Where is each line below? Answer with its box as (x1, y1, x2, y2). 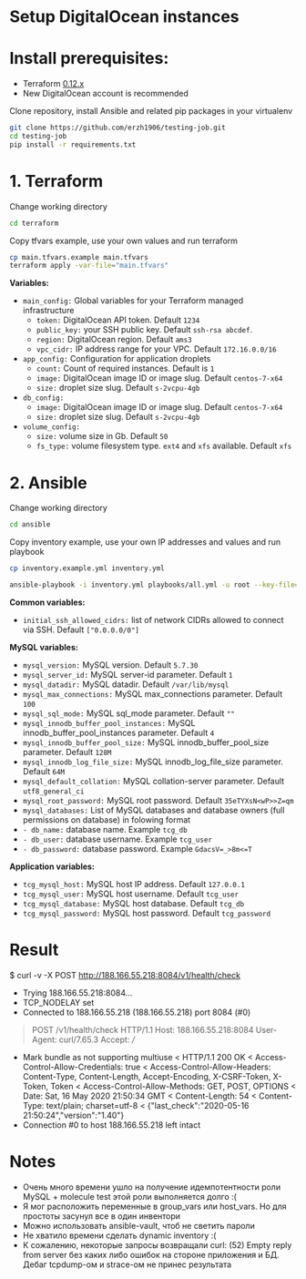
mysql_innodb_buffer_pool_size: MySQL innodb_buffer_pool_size (22, 736, 270, 748)
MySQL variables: (9, 641, 79, 652)
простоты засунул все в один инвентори (22, 1210, 180, 1222)
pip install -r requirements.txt (9, 139, 137, 149)
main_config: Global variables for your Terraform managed (22, 295, 244, 306)
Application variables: (9, 861, 96, 872)
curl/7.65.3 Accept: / (58, 1034, 135, 1045)
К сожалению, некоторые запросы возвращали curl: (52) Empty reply (22, 1239, 292, 1250)
